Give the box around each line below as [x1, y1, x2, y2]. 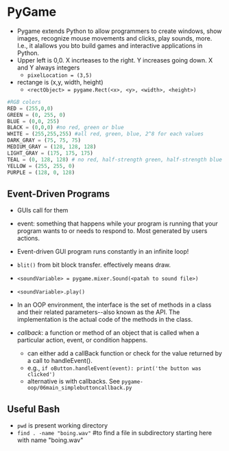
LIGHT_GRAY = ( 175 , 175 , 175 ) [7, 149, 94, 157]
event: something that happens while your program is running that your [16, 219, 218, 228]
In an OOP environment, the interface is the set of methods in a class [16, 300, 212, 309]
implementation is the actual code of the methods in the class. [16, 316, 193, 324]
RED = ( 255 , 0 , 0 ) [7, 104, 53, 112]
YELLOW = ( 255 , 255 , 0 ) [7, 162, 75, 169]
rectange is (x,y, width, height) [16, 78, 104, 86]
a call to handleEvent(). [27, 357, 93, 365]
